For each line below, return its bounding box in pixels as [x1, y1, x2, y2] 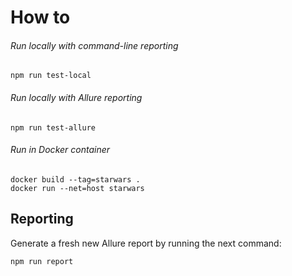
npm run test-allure [10, 122, 97, 133]
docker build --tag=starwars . [10, 174, 141, 185]
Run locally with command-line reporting [10, 39, 179, 51]
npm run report [10, 256, 74, 266]
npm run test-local [10, 71, 92, 81]
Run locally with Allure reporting [10, 91, 143, 103]
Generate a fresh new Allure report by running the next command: [10, 237, 282, 249]
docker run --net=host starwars [10, 183, 145, 193]
